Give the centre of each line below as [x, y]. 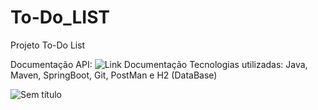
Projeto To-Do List [48, 45]
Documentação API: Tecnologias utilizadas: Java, [159, 64]
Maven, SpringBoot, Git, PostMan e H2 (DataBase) [114, 75]
